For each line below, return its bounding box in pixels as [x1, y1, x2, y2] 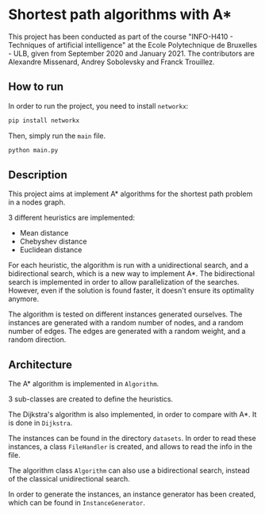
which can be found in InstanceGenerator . [8, 498, 145, 508]
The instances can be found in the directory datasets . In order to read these [8, 434, 256, 443]
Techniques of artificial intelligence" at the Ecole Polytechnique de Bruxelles [8, 40, 258, 49]
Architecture [8, 358, 73, 371]
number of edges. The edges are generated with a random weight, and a [8, 327, 246, 336]
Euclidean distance [19, 245, 83, 255]
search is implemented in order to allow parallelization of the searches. [8, 278, 240, 287]
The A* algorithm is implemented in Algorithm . [8, 379, 159, 389]
